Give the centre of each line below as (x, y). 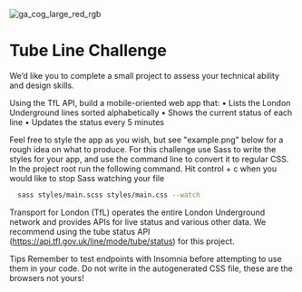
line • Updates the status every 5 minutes (87, 122)
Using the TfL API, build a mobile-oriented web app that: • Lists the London (150, 102)
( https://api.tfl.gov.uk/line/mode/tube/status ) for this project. (122, 241)
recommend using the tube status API (80, 231)
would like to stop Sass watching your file (87, 178)
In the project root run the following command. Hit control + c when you (143, 169)
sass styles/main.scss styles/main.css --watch (109, 195)
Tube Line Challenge (88, 51)
